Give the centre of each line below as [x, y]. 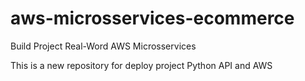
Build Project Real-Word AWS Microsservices [103, 46]
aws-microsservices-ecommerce [152, 18]
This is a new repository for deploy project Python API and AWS [141, 65]
